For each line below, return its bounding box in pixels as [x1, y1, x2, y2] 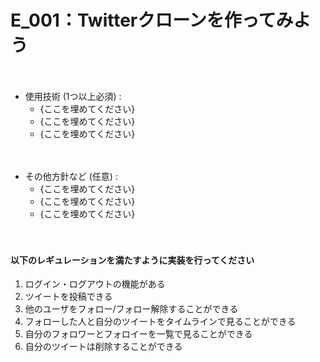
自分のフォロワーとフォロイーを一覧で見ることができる [24, 328, 253, 340]
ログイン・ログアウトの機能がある [24, 278, 166, 290]
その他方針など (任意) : [24, 170, 118, 182]
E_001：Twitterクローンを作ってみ [10, 9, 294, 32]
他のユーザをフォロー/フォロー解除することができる [24, 303, 239, 315]
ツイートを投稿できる [24, 291, 113, 303]
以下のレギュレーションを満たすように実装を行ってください [10, 254, 255, 266]
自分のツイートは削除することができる [24, 341, 183, 353]
